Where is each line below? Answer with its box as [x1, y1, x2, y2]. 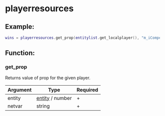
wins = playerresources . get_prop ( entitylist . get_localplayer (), [5, 35, 139, 40]
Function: [5, 49, 35, 57]
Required [76, 86, 98, 93]
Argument [7, 86, 32, 93]
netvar [7, 102, 23, 109]
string [36, 102, 50, 109]
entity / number [36, 94, 72, 101]
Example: [5, 23, 34, 31]
